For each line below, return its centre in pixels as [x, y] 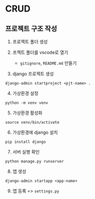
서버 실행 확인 [26, 152]
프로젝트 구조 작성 [31, 28]
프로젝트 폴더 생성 [30, 42]
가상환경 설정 [25, 93]
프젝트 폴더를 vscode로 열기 [40, 52]
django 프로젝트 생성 [33, 74]
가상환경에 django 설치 [35, 132]
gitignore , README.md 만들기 [48, 63]
